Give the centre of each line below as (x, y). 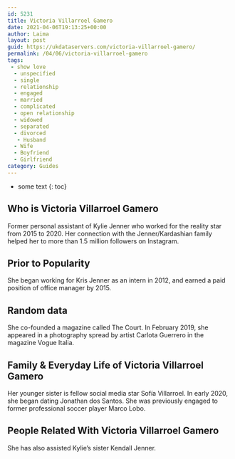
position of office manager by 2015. (59, 288)
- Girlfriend (33, 160)
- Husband (31, 139)
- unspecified (35, 73)
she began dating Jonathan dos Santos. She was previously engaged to (113, 401)
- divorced (30, 133)
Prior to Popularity (49, 263)
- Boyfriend (32, 153)
